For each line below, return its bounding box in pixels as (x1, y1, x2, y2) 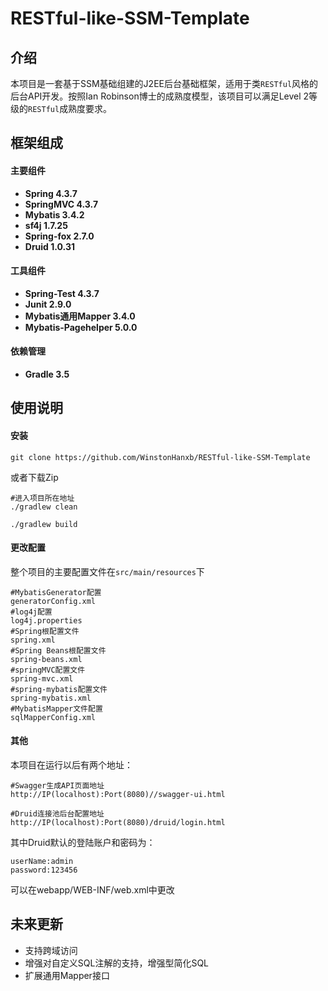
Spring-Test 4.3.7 (24, 287, 100, 299)
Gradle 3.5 (24, 368, 70, 380)
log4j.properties (10, 615, 83, 626)
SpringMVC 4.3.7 (24, 198, 99, 210)
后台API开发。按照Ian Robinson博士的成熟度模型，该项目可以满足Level (10, 90, 302, 102)
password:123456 (10, 865, 78, 875)
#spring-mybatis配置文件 (10, 684, 108, 694)
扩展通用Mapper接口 (24, 969, 110, 981)
